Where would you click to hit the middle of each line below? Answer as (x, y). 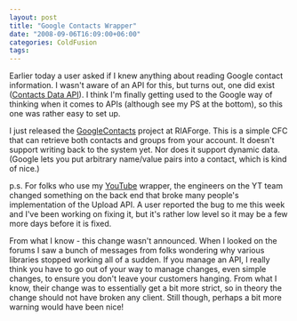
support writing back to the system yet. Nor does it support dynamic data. (144, 150)
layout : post (33, 17)
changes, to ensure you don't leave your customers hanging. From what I (143, 279)
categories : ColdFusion (53, 42)
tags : (19, 51)
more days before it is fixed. (60, 224)
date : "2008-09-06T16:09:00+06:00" (75, 34)
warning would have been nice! (67, 307)
